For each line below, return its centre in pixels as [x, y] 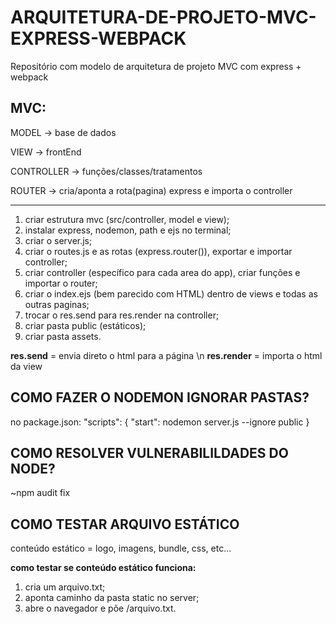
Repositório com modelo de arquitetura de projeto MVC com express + [156, 66]
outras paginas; [57, 304]
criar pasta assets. [63, 336]
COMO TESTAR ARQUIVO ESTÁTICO [125, 524]
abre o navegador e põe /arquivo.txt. [100, 608]
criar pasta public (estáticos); [85, 325]
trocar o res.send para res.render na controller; [122, 315]
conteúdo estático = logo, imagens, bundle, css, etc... [121, 548]
